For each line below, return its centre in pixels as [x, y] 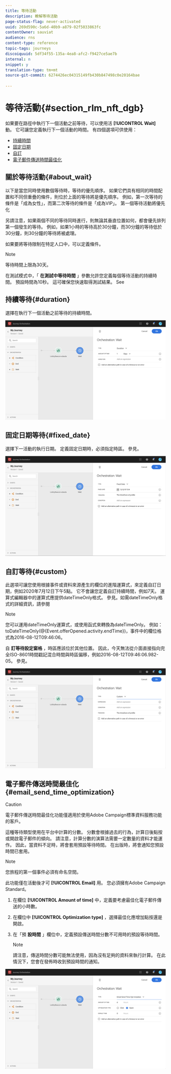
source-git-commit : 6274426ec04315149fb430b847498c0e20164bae [73, 75]
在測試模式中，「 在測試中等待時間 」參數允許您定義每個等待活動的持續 [79, 275]
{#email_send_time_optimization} [60, 792]
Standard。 [17, 889]
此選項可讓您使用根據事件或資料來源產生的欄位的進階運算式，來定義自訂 [81, 585]
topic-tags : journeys [28, 48]
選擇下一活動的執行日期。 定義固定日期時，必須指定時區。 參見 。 [73, 448]
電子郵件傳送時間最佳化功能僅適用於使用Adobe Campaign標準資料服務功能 [84, 815]
